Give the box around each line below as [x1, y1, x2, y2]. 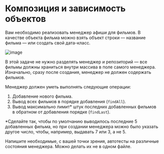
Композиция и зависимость [5, 3, 126, 14]
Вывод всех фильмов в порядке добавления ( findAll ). [12, 98, 126, 104]
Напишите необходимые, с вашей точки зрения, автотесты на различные [5, 138, 159, 144]
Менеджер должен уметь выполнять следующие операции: [5, 84, 131, 89]
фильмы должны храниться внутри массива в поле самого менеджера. [5, 64, 156, 70]
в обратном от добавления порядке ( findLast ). [12, 109, 111, 115]
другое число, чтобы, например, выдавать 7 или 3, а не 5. [5, 129, 126, 134]
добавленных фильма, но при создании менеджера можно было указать [5, 123, 158, 130]
